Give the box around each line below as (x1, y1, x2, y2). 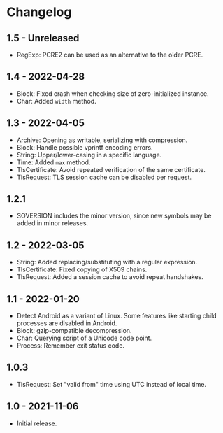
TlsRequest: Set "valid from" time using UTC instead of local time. (16, 380, 207, 388)
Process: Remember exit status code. (16, 341, 125, 350)
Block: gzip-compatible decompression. (16, 327, 132, 335)
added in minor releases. (16, 219, 89, 227)
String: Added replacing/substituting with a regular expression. (16, 258, 198, 267)
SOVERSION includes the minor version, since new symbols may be (16, 211, 212, 220)
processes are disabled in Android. (16, 319, 117, 327)
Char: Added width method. (16, 97, 96, 105)
